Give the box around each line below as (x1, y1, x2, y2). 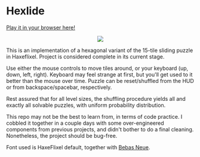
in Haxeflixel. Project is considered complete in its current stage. (6, 53, 165, 60)
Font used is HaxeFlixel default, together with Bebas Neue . (6, 143, 150, 150)
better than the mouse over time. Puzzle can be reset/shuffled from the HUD (6, 77, 194, 84)
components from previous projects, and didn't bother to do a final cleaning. (6, 125, 194, 133)
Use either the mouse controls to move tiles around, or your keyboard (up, (6, 64, 189, 72)
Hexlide (6, 4, 45, 18)
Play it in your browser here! (6, 24, 76, 31)
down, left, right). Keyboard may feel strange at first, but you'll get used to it (6, 70, 193, 78)
